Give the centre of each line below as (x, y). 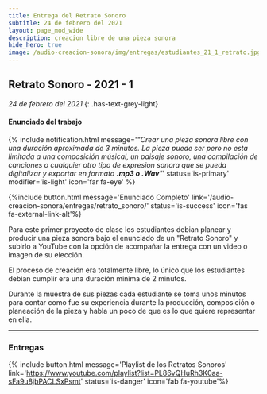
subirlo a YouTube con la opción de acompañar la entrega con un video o (128, 246)
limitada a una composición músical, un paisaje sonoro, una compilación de (133, 156)
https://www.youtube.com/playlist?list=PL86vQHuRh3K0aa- (125, 373)
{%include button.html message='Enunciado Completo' (99, 197)
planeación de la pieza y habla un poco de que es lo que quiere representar (132, 311)
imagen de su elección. (46, 255)
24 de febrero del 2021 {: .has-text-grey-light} (83, 103)
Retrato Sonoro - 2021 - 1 (71, 85)
